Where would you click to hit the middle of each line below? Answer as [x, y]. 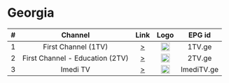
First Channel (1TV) [76, 47]
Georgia [31, 13]
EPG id [200, 35]
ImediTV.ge [200, 69]
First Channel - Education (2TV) [75, 58]
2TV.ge [200, 58]
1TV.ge [200, 47]
